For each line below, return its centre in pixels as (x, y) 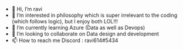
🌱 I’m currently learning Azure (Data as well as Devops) (78, 27)
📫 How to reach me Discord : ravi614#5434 (65, 40)
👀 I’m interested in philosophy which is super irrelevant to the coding (94, 15)
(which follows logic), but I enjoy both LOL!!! (65, 21)
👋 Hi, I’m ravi (27, 9)
